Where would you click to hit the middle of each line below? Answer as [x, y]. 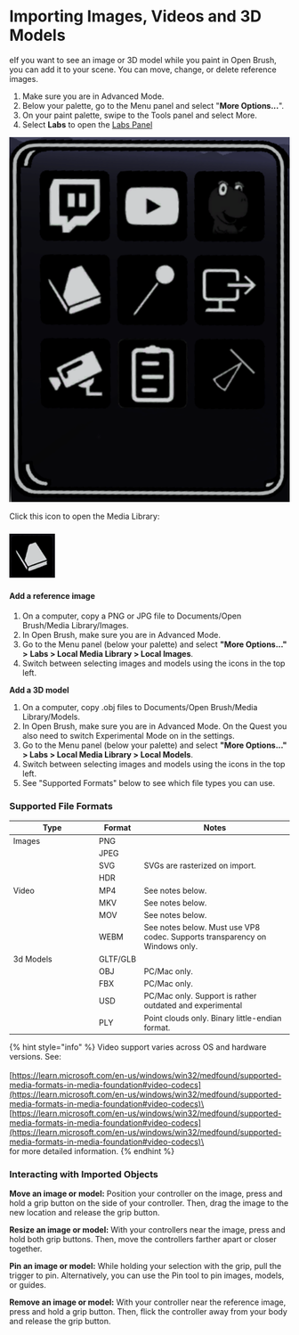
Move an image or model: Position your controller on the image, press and [146, 1194]
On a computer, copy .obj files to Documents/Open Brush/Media [140, 707]
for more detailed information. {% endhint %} [92, 1151]
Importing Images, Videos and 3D [136, 16]
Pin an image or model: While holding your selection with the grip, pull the [145, 1266]
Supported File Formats [61, 806]
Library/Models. [51, 717]
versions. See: [36, 1057]
